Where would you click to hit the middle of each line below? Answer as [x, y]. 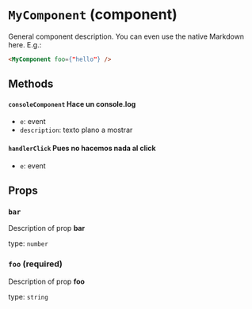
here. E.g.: [25, 44]
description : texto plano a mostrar [76, 130]
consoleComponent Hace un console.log [72, 104]
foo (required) [36, 264]
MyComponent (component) [93, 15]
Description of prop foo [47, 281]
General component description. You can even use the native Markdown [126, 36]
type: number [29, 243]
